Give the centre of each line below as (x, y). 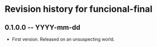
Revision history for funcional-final (78, 9)
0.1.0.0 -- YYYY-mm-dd (43, 27)
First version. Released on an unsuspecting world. (63, 39)
